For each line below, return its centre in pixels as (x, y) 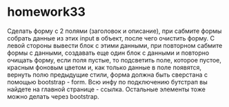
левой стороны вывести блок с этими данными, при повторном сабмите (115, 45)
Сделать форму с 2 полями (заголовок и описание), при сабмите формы (114, 31)
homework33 (47, 12)
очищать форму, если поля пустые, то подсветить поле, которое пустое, (114, 60)
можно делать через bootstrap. (53, 96)
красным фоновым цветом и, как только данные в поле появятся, (104, 67)
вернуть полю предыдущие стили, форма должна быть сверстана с (108, 74)
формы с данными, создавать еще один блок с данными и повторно (108, 53)
